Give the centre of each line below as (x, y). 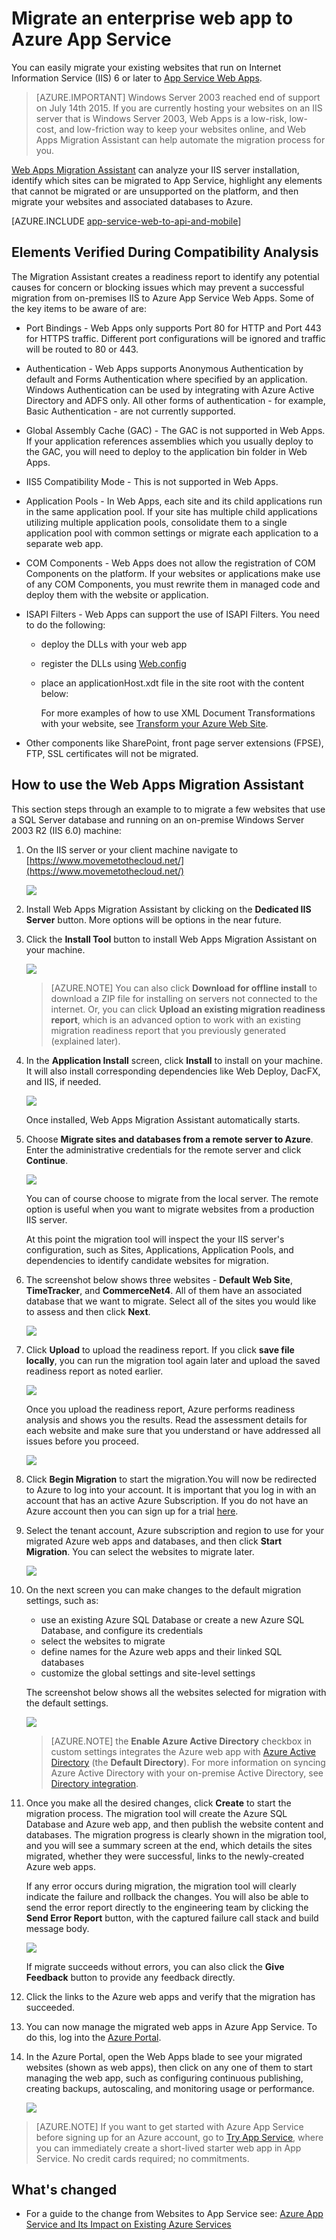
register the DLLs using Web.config (113, 663)
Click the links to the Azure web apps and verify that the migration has (170, 1996)
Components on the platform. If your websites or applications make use (173, 573)
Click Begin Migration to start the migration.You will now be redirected (171, 1479)
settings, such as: (62, 1600)
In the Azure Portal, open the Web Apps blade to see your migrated (164, 2056)
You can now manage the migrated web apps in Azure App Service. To (171, 2026)
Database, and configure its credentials (122, 1630)
